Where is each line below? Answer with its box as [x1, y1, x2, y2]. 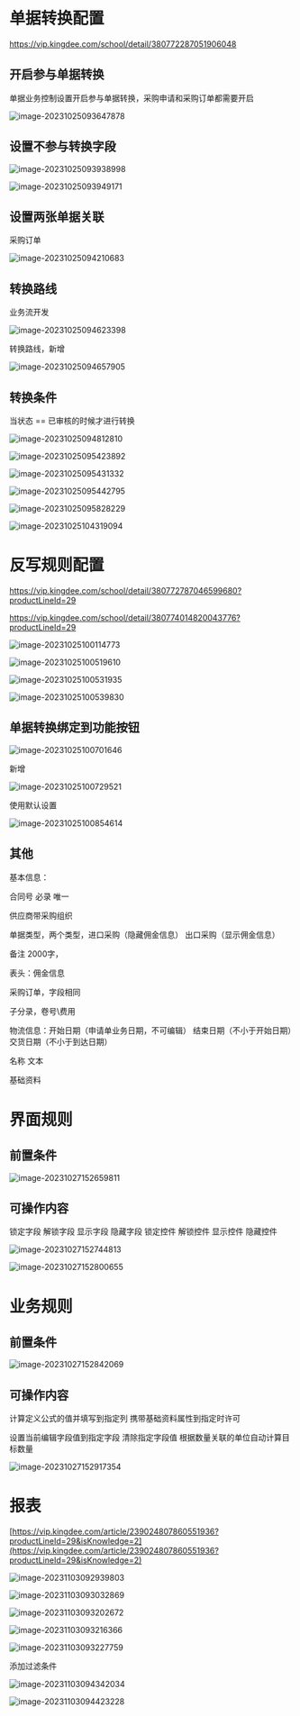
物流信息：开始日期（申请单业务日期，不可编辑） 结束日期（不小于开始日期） [9, 1024, 292, 1036]
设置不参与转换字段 [9, 139, 116, 154]
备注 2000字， [9, 948, 63, 959]
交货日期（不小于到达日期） [9, 1036, 113, 1047]
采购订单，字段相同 [9, 986, 81, 997]
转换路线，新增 [9, 343, 65, 354]
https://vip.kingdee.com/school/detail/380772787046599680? [9, 585, 242, 595]
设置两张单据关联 [9, 209, 105, 224]
